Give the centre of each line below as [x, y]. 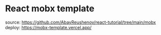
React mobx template [50, 9]
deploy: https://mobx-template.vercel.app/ [48, 27]
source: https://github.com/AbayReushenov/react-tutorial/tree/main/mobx [80, 22]
